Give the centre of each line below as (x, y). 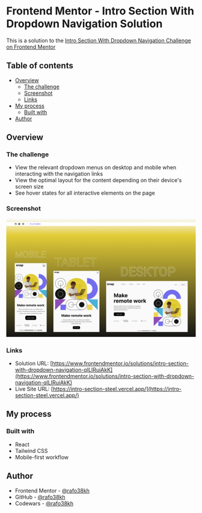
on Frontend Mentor (31, 47)
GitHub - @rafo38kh (40, 497)
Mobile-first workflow (42, 457)
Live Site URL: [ (34, 389)
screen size (29, 187)
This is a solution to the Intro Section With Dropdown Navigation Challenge (99, 40)
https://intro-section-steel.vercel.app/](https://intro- (118, 389)
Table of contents (40, 66)
